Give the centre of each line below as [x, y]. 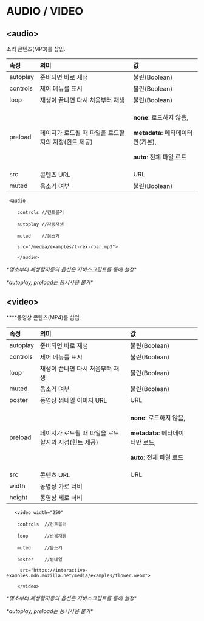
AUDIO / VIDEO [45, 11]
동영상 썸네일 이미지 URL [73, 400]
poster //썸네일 [40, 560]
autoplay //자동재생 [41, 224]
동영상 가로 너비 [61, 486]
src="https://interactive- [54, 570]
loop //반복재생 [42, 536]
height [19, 497]
